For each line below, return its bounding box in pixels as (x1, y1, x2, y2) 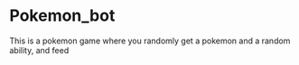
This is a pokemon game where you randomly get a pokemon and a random (9, 35, 291, 46)
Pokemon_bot (9, 5, 116, 26)
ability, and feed (9, 44, 70, 55)
